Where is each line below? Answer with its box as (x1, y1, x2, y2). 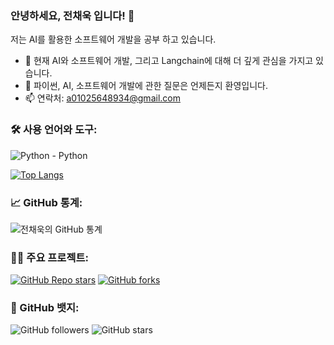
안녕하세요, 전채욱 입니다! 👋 (10, 8, 135, 22)
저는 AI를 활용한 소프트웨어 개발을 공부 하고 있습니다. (10, 33, 217, 46)
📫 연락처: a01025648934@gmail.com (24, 92, 181, 104)
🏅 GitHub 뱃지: (10, 301, 80, 315)
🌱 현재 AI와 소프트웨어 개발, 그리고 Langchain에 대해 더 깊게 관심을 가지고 (24, 55, 314, 67)
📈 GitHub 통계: (10, 195, 83, 209)
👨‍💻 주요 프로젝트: (10, 250, 89, 264)
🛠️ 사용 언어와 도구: (10, 123, 98, 137)
